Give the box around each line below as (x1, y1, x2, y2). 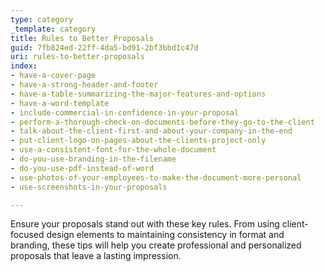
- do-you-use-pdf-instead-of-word (10, 163, 155, 173)
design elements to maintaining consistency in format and (46, 229, 285, 241)
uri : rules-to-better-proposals (10, 52, 145, 62)
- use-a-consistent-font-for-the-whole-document (10, 145, 217, 155)
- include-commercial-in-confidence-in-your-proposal (10, 107, 240, 118)
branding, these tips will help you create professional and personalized (10, 239, 302, 251)
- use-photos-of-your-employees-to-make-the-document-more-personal (10, 172, 302, 183)
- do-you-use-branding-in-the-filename (10, 154, 177, 164)
